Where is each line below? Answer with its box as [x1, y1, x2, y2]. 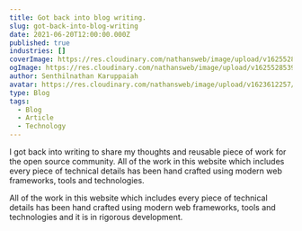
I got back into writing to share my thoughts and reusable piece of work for [9, 147, 287, 157]
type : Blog [9, 88, 50, 97]
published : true [9, 38, 70, 48]
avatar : [9, 80, 39, 89]
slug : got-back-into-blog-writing [9, 22, 139, 31]
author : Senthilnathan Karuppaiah [9, 72, 139, 81]
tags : [9, 96, 30, 106]
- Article [17, 113, 54, 122]
